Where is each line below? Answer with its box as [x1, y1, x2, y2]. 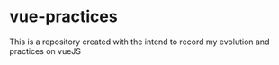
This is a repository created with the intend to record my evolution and [9, 36, 270, 47]
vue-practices [9, 6, 119, 27]
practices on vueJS [9, 45, 82, 56]
